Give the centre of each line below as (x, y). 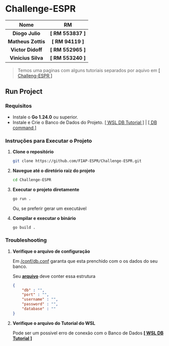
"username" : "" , (40, 300)
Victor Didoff (26, 49)
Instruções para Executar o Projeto (49, 141)
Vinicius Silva (26, 57)
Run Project (24, 92)
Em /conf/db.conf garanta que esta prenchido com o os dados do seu (85, 261)
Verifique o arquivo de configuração (51, 251)
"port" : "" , (36, 295)
